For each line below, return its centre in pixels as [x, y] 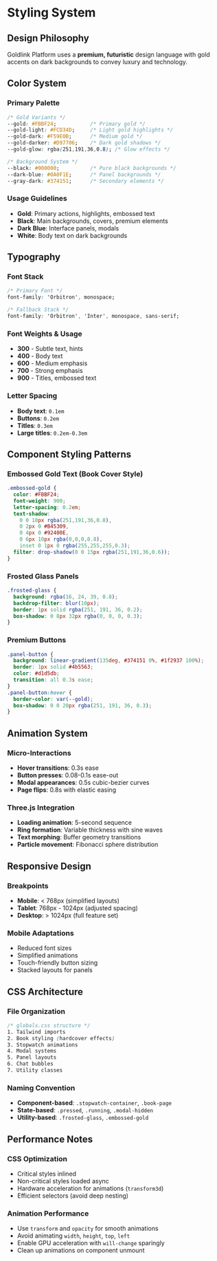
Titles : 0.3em [35, 425]
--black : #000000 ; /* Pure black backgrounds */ [92, 168]
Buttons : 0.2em [38, 418]
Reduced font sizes [44, 948]
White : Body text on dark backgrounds [72, 235]
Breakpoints [28, 885]
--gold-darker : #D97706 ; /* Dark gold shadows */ [84, 143]
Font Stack [25, 277]
